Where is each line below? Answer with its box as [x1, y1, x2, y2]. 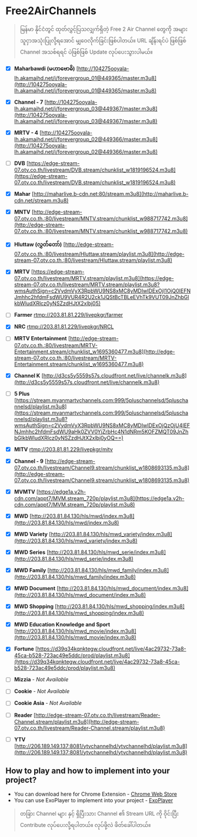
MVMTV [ [14, 488, 39, 495]
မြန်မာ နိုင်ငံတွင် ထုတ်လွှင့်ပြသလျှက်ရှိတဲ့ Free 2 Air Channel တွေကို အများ [19, 25, 188, 32]
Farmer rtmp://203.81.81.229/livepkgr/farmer [14, 311, 123, 319]
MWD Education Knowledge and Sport [14, 621, 111, 628]
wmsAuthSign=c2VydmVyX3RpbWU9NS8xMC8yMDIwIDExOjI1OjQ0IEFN [14, 287, 191, 294]
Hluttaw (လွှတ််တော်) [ [14, 241, 66, 248]
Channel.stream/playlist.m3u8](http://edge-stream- [14, 718, 139, 725]
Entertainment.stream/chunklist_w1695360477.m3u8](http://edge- [14, 348, 175, 355]
